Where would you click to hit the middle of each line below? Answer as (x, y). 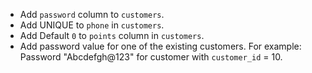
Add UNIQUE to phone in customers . (92, 25)
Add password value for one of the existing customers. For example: (160, 46)
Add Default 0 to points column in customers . (112, 35)
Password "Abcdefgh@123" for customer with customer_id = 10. (151, 57)
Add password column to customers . (92, 14)
